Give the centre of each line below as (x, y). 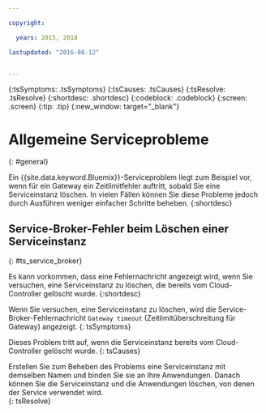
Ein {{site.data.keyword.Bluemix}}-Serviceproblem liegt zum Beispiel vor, (130, 177)
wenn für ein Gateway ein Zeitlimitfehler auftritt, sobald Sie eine (114, 186)
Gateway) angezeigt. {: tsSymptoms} (70, 327)
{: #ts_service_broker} (45, 261)
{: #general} (28, 162)
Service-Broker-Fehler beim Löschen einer (119, 229)
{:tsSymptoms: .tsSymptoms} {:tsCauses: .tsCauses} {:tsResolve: (117, 89)
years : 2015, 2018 (47, 37)
